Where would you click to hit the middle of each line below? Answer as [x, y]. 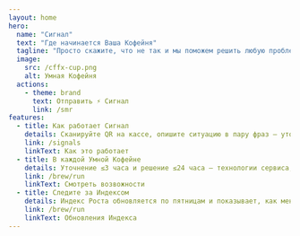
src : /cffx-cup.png [61, 68]
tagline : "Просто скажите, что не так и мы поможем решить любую [141, 51]
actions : [33, 84]
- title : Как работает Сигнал [73, 127]
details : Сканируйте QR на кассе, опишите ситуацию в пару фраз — [151, 135]
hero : [18, 26]
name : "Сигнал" [45, 34]
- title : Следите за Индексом [73, 193]
